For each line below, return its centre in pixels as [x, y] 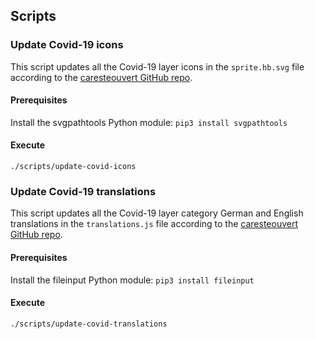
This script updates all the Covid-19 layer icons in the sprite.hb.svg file [157, 66]
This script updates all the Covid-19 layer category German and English [157, 213]
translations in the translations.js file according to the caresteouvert [154, 224]
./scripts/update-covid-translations [89, 324]
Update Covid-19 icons [67, 45]
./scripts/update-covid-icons [73, 167]
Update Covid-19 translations [83, 192]
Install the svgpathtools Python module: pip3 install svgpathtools [149, 122]
